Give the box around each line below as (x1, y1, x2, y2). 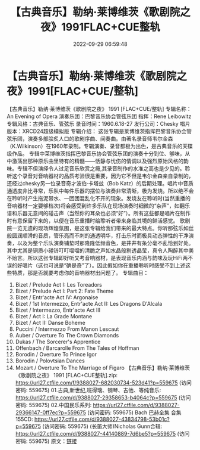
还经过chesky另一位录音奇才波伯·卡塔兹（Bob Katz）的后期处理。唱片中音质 (7, 179, 194, 187)
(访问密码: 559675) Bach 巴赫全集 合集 (87, 409, 182, 416)
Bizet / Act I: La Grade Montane (15, 312, 93, 319)
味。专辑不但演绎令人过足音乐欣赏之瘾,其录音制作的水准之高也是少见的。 (7, 165, 186, 172)
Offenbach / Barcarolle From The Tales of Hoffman (15, 344, 139, 352)
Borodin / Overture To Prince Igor (15, 350, 97, 358)
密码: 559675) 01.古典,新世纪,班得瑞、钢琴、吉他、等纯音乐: (15, 386, 161, 393)
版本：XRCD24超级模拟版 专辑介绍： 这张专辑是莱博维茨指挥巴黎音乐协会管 (7, 128, 192, 135)
